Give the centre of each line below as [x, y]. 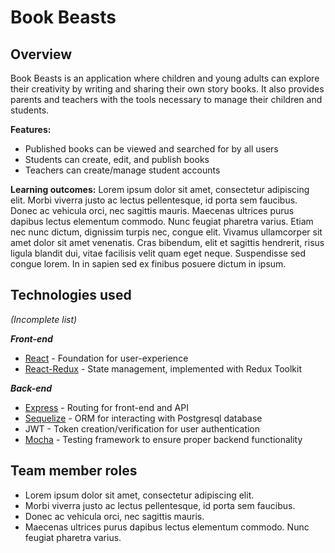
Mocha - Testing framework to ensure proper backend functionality [163, 439]
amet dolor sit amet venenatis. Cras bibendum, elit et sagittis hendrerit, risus [167, 242]
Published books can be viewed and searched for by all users [151, 149]
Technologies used [71, 295]
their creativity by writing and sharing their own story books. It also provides [167, 89]
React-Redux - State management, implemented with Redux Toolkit [163, 368]
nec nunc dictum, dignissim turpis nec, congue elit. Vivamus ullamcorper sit [166, 232]
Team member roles [74, 471]
